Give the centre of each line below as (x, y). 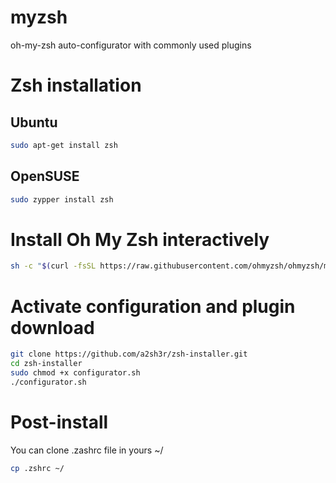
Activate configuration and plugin (153, 306)
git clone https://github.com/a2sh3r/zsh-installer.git (129, 354)
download (52, 327)
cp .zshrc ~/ (37, 468)
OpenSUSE (45, 176)
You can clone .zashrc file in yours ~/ (87, 450)
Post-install (59, 422)
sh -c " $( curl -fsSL (53, 266)
